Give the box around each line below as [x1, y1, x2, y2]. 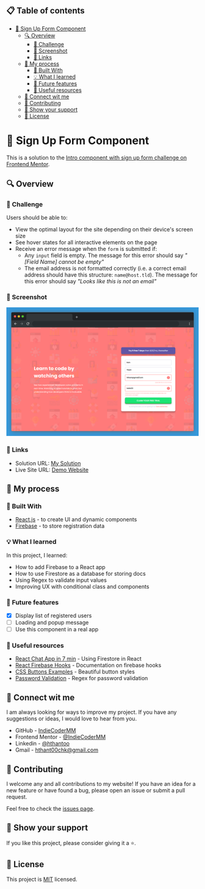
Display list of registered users [15, 612, 92, 619]
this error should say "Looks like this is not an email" [24, 278, 157, 285]
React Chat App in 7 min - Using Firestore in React [15, 655, 142, 662]
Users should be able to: [6, 214, 68, 222]
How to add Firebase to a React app [15, 563, 106, 570]
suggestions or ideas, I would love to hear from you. [6, 715, 137, 722]
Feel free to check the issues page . [6, 805, 95, 813]
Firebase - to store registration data [15, 522, 105, 530]
